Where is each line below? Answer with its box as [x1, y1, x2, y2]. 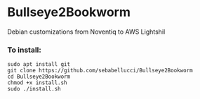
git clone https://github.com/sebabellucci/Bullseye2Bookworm [7, 67, 193, 74]
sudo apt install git [7, 61, 71, 68]
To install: [7, 45, 42, 55]
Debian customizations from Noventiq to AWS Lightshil [7, 27, 166, 36]
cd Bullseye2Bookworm [7, 73, 71, 81]
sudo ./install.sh [7, 86, 61, 93]
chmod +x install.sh [7, 79, 68, 86]
